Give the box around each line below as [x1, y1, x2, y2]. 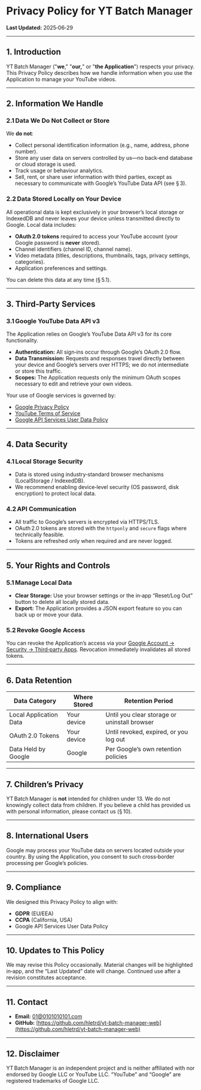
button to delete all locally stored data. [14, 599, 109, 606]
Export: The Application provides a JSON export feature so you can [14, 605, 182, 612]
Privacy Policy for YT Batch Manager [6, 4, 193, 18]
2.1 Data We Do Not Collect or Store [6, 117, 109, 125]
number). [14, 148, 38, 155]
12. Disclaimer [6, 1049, 60, 1059]
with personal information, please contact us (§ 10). [6, 808, 133, 815]
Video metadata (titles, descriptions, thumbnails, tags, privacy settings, [14, 251, 190, 259]
